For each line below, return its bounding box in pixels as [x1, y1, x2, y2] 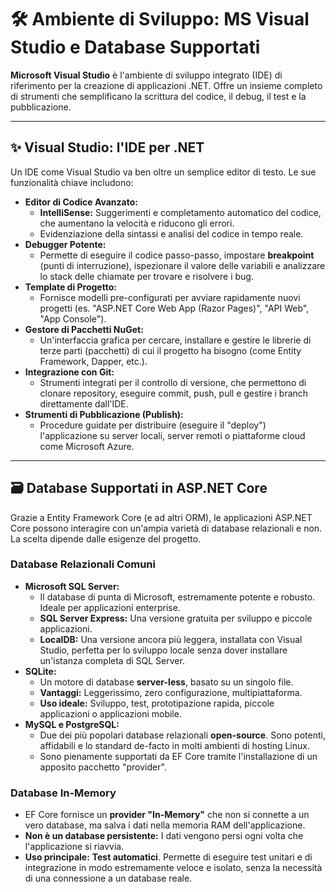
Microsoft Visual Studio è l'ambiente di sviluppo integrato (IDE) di [10, 69, 283, 81]
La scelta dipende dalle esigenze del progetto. [10, 532, 202, 545]
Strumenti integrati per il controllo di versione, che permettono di [39, 376, 307, 388]
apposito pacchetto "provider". [39, 761, 167, 773]
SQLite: [24, 665, 57, 677]
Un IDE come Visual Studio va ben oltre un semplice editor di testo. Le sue [10, 166, 317, 178]
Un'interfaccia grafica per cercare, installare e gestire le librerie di [39, 334, 312, 346]
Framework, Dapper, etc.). [39, 355, 148, 367]
